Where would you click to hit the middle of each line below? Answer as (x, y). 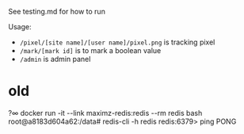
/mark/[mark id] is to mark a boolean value (90, 50)
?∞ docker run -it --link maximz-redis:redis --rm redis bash (105, 113)
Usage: (20, 27)
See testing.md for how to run (57, 11)
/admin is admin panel (55, 59)
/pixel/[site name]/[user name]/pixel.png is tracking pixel (117, 42)
